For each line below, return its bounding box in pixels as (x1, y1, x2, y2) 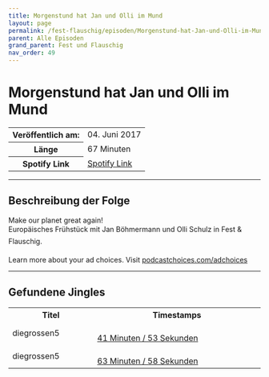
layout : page (8, 19, 52, 27)
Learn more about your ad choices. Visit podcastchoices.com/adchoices (8, 255, 248, 264)
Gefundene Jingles (8, 286, 106, 299)
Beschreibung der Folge (8, 194, 130, 208)
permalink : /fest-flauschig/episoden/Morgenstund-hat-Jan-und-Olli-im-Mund (8, 26, 267, 34)
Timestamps (152, 309, 202, 320)
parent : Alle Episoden (8, 34, 84, 42)
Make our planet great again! (8, 215, 103, 225)
